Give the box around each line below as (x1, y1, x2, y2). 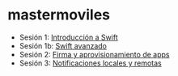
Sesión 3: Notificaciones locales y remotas (19, 58, 163, 68)
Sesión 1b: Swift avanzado (19, 40, 107, 50)
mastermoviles (7, 6, 111, 24)
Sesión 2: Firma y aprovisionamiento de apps (19, 49, 170, 59)
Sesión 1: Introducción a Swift (19, 32, 118, 42)
